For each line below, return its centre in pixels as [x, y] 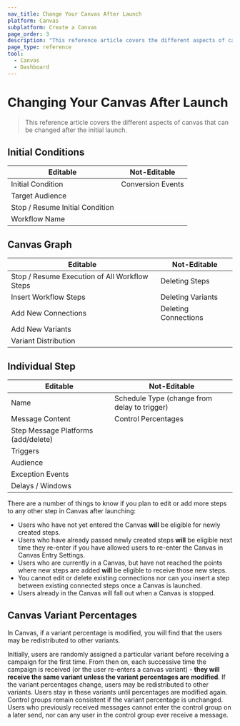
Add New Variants [41, 329]
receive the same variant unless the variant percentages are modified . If [117, 677]
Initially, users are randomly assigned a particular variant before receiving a [118, 654]
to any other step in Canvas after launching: [72, 511]
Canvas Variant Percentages [72, 616]
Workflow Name [38, 219]
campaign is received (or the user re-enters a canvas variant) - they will [114, 669]
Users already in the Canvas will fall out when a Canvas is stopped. [116, 593]
